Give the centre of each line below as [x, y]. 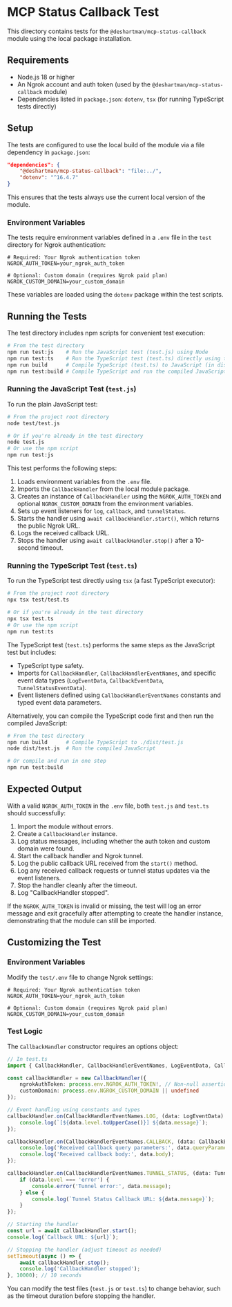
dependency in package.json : [49, 152]
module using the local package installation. [70, 38]
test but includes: [32, 652]
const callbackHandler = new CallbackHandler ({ [77, 1078]
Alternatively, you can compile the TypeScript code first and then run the [110, 716]
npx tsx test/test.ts [38, 600]
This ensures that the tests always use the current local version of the [106, 197]
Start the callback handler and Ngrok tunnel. [80, 855]
